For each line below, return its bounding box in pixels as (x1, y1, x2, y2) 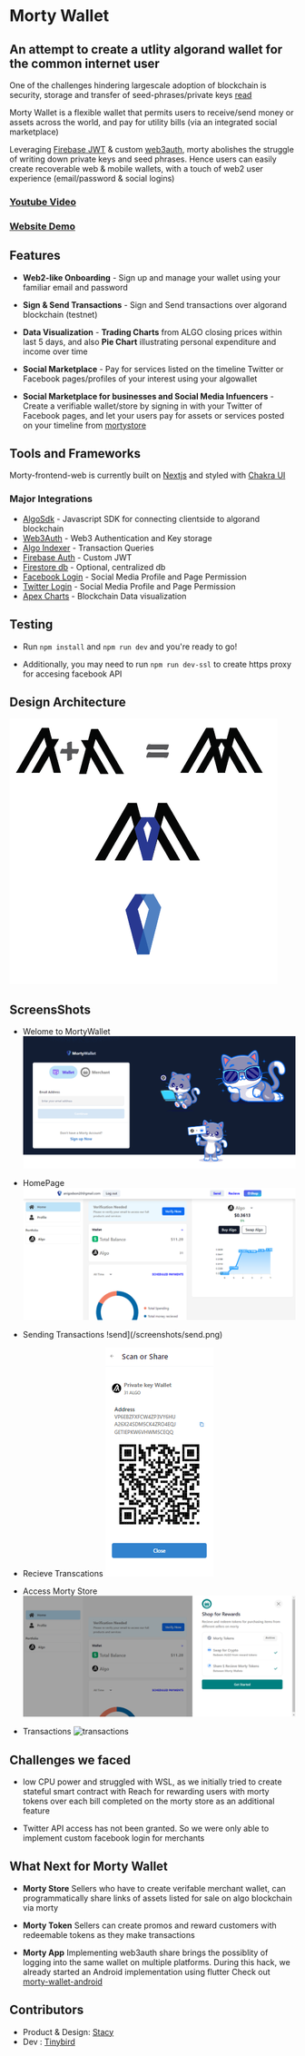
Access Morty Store (22, 1586, 98, 1596)
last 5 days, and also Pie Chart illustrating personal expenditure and (22, 336, 277, 347)
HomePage (22, 1178, 65, 1189)
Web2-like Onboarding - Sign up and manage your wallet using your (22, 272, 281, 282)
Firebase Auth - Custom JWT (22, 551, 133, 563)
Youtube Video (9, 195, 77, 208)
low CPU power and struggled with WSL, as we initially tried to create (22, 1776, 282, 1787)
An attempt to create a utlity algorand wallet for (9, 42, 283, 57)
